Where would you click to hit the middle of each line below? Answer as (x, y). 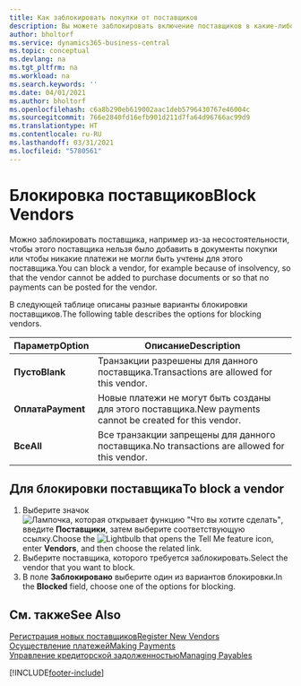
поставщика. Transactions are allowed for (185, 371)
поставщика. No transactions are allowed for (191, 446)
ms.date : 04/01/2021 (48, 92)
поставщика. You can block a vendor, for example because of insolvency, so (150, 268)
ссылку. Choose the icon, (148, 539)
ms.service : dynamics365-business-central (90, 43)
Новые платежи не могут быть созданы (185, 397)
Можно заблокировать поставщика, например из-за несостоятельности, (149, 239)
